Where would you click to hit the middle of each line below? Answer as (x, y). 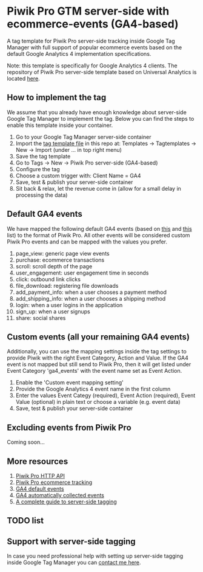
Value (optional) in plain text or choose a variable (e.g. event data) (98, 402)
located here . (23, 78)
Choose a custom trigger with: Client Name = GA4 (78, 175)
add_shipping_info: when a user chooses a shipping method (91, 298)
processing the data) (42, 195)
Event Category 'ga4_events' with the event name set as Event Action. (95, 371)
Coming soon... (26, 442)
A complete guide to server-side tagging (66, 502)
